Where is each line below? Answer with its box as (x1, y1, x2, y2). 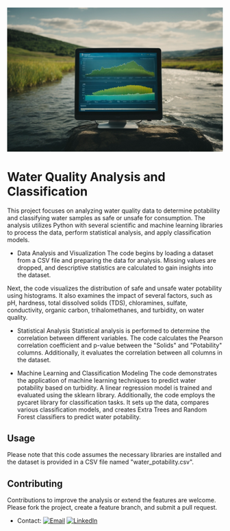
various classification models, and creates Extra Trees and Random (16, 405, 207, 414)
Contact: (16, 517, 42, 525)
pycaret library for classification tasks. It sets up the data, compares (16, 398, 209, 406)
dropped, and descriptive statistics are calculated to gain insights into (16, 263, 214, 272)
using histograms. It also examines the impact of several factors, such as (7, 291, 213, 299)
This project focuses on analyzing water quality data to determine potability (7, 206, 220, 215)
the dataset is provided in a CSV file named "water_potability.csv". (7, 458, 194, 467)
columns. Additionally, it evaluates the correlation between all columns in (16, 348, 222, 357)
